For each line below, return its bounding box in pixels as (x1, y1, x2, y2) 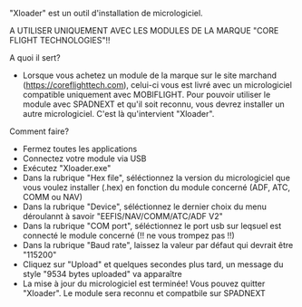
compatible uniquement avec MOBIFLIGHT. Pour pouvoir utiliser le (22, 90, 271, 100)
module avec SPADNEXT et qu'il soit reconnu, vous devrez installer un (22, 99, 286, 110)
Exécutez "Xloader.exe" (22, 163, 112, 173)
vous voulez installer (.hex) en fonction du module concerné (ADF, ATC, (22, 182, 291, 193)
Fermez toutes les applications (22, 144, 138, 154)
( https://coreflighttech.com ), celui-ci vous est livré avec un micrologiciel (22, 80, 293, 90)
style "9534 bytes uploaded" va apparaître (22, 269, 183, 279)
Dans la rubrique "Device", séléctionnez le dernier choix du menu (22, 201, 268, 212)
